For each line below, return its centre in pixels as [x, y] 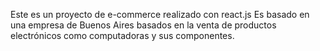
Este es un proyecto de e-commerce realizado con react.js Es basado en [160, 14]
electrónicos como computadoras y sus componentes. [122, 35]
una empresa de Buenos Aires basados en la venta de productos [143, 25]
